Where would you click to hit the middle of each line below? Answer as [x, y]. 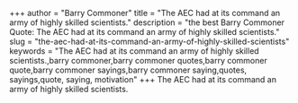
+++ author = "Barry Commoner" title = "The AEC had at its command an [145, 13]
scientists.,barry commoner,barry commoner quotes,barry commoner [138, 60]
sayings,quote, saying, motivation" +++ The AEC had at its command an [143, 79]
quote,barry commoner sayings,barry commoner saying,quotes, [128, 70]
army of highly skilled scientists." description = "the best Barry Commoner [147, 22]
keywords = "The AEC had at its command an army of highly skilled [134, 51]
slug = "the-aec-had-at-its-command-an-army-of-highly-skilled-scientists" [149, 41]
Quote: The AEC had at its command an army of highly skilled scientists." [144, 32]
